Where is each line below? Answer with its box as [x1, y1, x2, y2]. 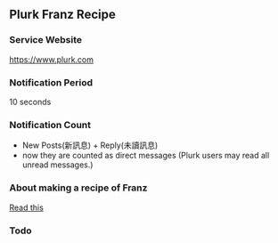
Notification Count [9, 118, 92, 131]
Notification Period [9, 76, 94, 88]
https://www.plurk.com [9, 53, 94, 65]
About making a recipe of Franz [9, 182, 148, 194]
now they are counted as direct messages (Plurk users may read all [21, 150, 270, 161]
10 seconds [9, 96, 52, 107]
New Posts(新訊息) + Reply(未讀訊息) [21, 140, 159, 150]
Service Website [9, 34, 83, 46]
